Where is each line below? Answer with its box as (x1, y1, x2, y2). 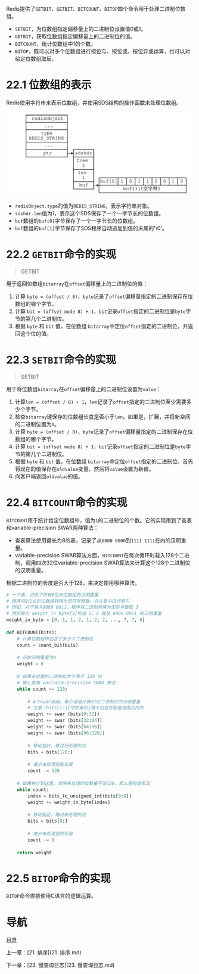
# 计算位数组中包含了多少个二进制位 (17, 635, 94, 642)
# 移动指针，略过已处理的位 (27, 743, 86, 749)
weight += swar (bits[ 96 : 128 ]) (27, 730, 105, 736)
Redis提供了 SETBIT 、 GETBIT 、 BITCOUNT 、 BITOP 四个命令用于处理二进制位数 (6, 5, 186, 12)
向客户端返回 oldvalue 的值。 (14, 473, 84, 480)
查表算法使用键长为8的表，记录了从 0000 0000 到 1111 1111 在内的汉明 (14, 536, 182, 544)
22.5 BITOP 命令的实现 (6, 871, 111, 885)
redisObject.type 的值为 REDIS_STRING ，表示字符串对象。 (14, 202, 153, 209)
